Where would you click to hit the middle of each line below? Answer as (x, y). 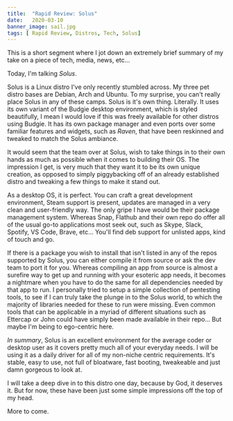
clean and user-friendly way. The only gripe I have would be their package (113, 210)
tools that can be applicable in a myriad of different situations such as (107, 312)
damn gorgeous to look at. (45, 370)
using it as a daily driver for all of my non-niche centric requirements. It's (111, 355)
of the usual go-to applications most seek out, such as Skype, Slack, (105, 225)
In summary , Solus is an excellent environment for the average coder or (110, 340)
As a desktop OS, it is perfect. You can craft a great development (100, 195)
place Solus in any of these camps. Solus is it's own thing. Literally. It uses (113, 102)
